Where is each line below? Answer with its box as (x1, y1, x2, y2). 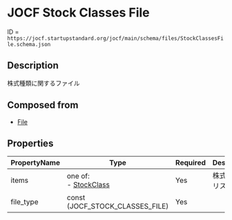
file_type (10, 197, 39, 207)
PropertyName (10, 158, 61, 168)
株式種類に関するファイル (7, 79, 80, 87)
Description (7, 60, 59, 72)
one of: (66, 171, 90, 181)
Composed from (7, 99, 79, 111)
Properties (7, 137, 54, 149)
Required (175, 158, 206, 168)
